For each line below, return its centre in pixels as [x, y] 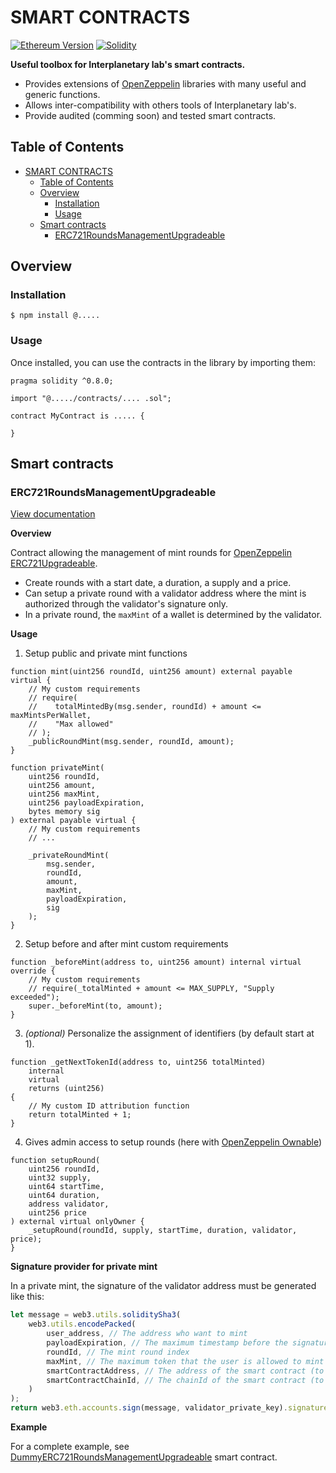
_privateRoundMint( [69, 856]
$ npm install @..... [55, 316]
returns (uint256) [66, 1089]
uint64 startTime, [66, 1187]
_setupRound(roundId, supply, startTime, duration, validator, [163, 1231]
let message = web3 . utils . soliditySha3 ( [96, 1315]
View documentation [53, 514]
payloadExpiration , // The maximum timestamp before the [167, 1343]
